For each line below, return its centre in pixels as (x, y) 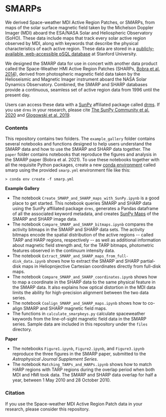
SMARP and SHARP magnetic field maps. (65, 308)
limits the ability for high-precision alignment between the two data (81, 293)
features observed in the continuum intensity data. (63, 251)
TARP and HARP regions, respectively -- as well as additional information (86, 240)
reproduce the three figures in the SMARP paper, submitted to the (79, 354)
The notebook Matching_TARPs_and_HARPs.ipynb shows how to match (82, 365)
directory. (22, 329)
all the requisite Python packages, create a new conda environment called (81, 165)
